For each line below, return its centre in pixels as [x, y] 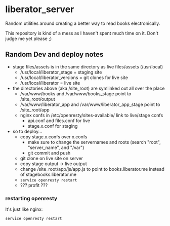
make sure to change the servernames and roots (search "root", [94, 142]
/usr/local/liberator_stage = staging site [61, 72]
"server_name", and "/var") [56, 147]
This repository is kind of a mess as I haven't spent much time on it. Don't [82, 33]
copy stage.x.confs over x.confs [54, 137]
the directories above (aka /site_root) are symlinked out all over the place [89, 88]
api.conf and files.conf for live [59, 121]
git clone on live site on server [52, 158]
